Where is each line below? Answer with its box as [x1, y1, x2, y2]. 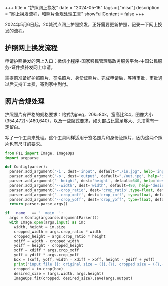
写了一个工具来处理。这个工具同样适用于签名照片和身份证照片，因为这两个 [5, 134, 158, 140]
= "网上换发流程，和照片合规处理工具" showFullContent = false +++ [5, 11, 145, 17]
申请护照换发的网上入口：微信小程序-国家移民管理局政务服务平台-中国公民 [5, 58, 158, 64]
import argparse [5, 155, 39, 160]
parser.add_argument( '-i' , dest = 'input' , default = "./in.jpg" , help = [9, 169, 155, 174]
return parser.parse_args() [9, 202, 68, 207]
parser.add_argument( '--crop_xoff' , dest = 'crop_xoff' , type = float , [9, 192, 153, 197]
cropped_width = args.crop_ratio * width [14, 229, 101, 234]
